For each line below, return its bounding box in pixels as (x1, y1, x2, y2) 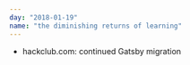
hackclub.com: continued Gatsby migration (22, 45, 182, 56)
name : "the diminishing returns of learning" (9, 21, 182, 30)
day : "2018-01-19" (9, 12, 78, 22)
